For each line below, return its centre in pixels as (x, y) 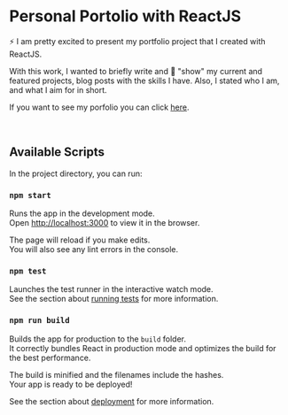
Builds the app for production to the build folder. (98, 339)
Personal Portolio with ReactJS (125, 16)
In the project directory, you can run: (76, 173)
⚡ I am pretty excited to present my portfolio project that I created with (137, 41)
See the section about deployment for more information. (112, 401)
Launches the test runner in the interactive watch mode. (112, 289)
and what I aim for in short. (58, 89)
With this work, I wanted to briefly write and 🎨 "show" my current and (136, 71)
